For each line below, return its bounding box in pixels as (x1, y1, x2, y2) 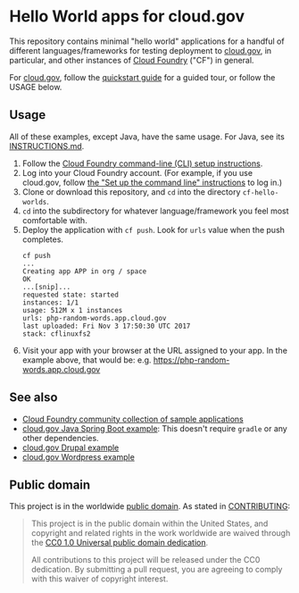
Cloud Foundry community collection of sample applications (21, 413, 244, 424)
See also (9, 390, 58, 405)
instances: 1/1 (21, 297, 79, 307)
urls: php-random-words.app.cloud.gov (21, 313, 167, 322)
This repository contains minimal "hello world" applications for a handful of (9, 36, 285, 46)
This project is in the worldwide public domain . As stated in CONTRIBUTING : (9, 501, 291, 512)
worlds (21, 197, 47, 206)
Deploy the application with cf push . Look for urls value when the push (21, 224, 286, 235)
